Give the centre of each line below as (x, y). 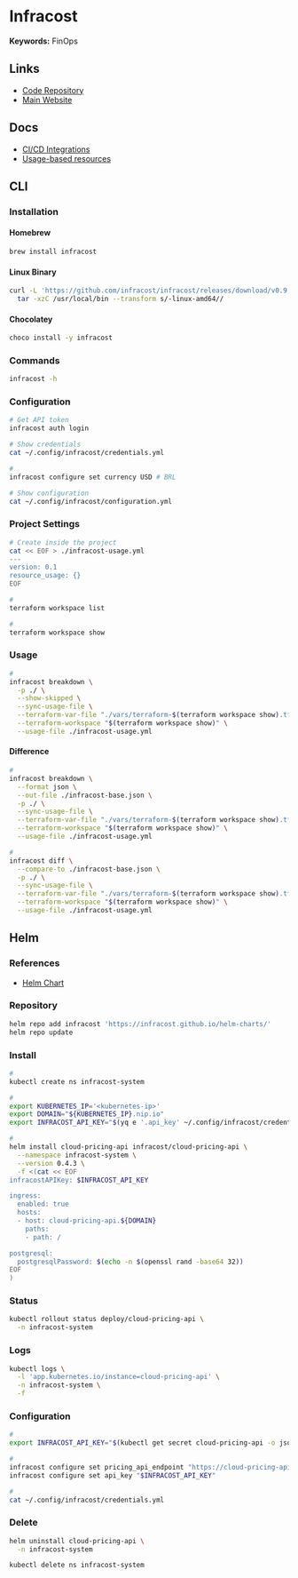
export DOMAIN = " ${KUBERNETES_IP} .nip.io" (87, 1114)
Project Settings (44, 524)
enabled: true (43, 1204)
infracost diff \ (41, 861)
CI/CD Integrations (56, 149)
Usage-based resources (67, 158)
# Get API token (39, 420)
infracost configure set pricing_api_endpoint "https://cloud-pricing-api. (152, 1467)
